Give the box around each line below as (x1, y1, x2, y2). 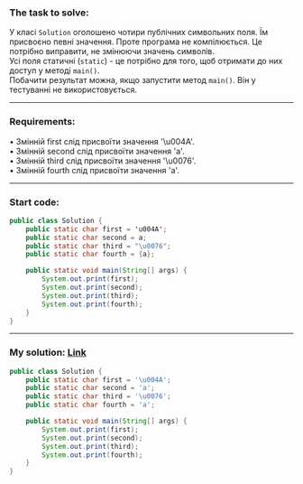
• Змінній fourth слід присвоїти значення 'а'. (9, 164, 180, 175)
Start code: (9, 196, 60, 209)
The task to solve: (9, 6, 90, 19)
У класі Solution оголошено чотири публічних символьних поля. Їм (9, 27, 269, 38)
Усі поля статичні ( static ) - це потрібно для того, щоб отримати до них (9, 56, 283, 67)
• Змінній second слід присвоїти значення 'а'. (9, 145, 185, 156)
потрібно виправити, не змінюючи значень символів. (9, 46, 215, 57)
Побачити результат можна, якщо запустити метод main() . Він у (9, 75, 256, 86)
